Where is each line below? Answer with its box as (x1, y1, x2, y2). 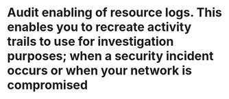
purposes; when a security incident (7, 48, 214, 64)
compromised (7, 77, 88, 93)
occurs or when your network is (7, 63, 192, 79)
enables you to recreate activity (7, 19, 192, 35)
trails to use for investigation (7, 34, 174, 49)
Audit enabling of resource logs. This (7, 5, 223, 20)
